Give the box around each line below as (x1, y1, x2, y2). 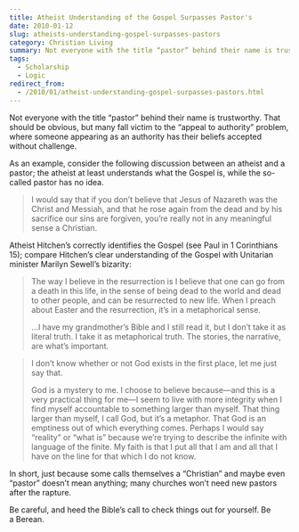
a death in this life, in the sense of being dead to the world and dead (30, 285, 282, 296)
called (9, 176, 32, 187)
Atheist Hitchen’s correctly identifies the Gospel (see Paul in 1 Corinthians (9, 240, 279, 250)
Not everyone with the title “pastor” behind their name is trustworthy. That (9, 112, 281, 123)
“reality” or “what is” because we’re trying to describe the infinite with (30, 431, 287, 442)
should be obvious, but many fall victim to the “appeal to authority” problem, (9, 121, 289, 132)
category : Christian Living (9, 37, 114, 47)
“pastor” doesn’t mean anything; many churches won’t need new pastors (9, 478, 278, 488)
